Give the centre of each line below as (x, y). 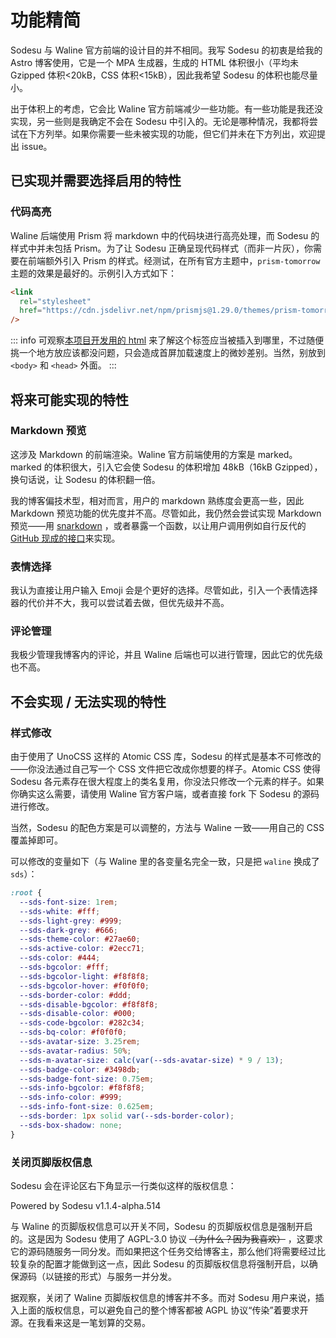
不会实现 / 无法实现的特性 (88, 701)
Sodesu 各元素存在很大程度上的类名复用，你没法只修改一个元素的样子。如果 (167, 782)
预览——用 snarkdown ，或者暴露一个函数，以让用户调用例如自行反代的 (158, 525)
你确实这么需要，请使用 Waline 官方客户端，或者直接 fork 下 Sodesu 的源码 (165, 794)
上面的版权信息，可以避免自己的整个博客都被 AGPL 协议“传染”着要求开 (163, 1310)
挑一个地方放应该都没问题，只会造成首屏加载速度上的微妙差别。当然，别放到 (168, 353)
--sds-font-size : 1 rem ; (68, 902)
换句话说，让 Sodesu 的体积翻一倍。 (85, 479)
